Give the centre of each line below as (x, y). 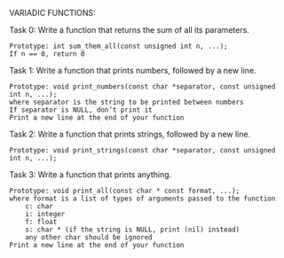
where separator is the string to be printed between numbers (126, 102)
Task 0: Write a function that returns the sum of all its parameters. (130, 30)
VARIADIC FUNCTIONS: (52, 13)
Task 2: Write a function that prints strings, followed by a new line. (130, 134)
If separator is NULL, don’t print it (81, 110)
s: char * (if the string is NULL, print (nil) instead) (133, 230)
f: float (41, 222)
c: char (39, 207)
